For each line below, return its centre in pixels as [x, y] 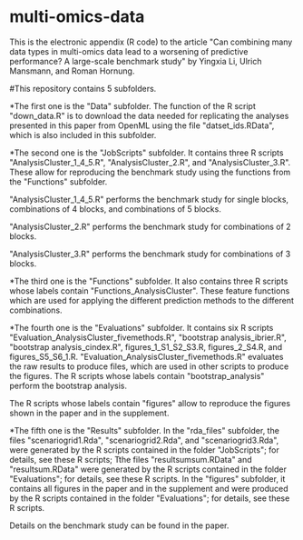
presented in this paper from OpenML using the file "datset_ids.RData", [142, 125]
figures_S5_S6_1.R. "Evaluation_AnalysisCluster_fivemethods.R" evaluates [147, 356]
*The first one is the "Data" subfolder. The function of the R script [132, 105]
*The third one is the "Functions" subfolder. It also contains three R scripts [149, 281]
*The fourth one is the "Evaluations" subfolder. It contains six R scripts [142, 327]
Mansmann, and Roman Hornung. [72, 71]
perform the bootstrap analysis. [68, 385]
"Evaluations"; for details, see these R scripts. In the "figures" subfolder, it [147, 478]
